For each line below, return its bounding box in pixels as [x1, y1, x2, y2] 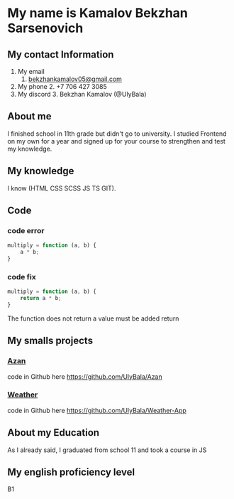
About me [7, 110, 52, 122]
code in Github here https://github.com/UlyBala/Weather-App [7, 406, 186, 414]
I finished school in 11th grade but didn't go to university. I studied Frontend [7, 129, 227, 138]
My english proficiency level [7, 466, 135, 478]
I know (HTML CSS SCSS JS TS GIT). [7, 183, 116, 193]
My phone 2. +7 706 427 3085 [17, 82, 108, 90]
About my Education [7, 426, 100, 439]
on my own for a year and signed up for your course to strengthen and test [7, 136, 225, 145]
